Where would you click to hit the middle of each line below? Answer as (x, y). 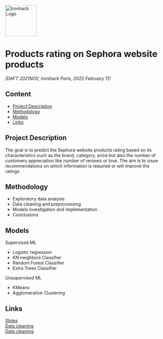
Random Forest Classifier (38, 263)
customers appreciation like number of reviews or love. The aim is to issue (82, 160)
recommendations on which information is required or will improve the (77, 166)
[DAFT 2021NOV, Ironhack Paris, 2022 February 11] (58, 78)
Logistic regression (32, 252)
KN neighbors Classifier (37, 257)
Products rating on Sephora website (81, 54)
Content (18, 94)
